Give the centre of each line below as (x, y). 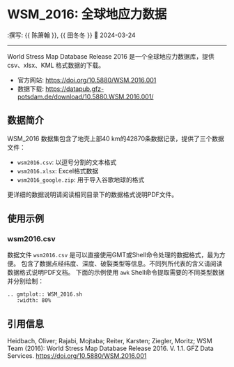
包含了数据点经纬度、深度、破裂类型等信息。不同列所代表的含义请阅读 (122, 264)
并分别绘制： (25, 281)
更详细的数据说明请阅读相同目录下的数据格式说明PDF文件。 (93, 194)
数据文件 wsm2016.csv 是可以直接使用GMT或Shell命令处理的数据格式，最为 (113, 255)
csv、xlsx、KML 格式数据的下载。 (56, 65)
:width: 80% (34, 301)
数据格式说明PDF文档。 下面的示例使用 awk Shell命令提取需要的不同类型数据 (116, 273)
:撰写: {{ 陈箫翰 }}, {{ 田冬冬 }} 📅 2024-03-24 (71, 35)
